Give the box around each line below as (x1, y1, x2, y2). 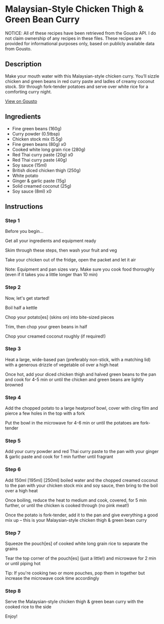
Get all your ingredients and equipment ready (5, 238, 96, 244)
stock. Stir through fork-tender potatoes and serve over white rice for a (5, 84, 148, 89)
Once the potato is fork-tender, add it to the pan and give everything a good (5, 512, 158, 518)
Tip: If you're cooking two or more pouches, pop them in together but (5, 570, 145, 576)
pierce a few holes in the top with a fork (5, 410, 85, 416)
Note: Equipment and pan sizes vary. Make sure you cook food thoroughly (5, 266, 155, 272)
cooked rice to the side (5, 604, 51, 610)
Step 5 (5, 437, 21, 444)
